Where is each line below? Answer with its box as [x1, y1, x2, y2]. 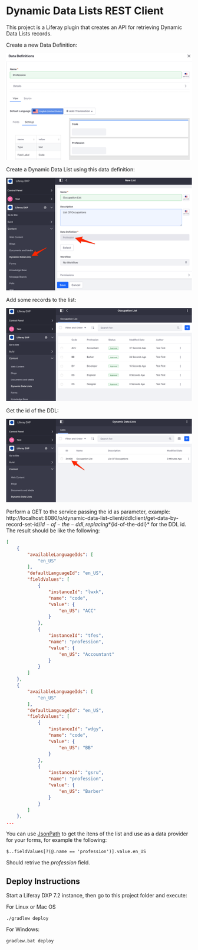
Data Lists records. [6, 30, 52, 37]
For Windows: [6, 926, 40, 933]
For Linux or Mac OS [6, 903, 56, 910]
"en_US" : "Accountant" [58, 651, 115, 657]
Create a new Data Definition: [6, 41, 78, 48]
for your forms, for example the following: [6, 837, 107, 844]
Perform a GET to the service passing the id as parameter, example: [6, 508, 171, 515]
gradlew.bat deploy [6, 938, 54, 944]
